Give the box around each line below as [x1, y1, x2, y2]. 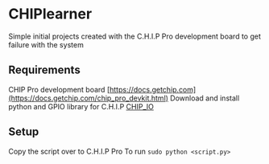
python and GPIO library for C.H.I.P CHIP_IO [8, 101, 155, 111]
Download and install [170, 93, 240, 103]
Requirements [8, 64, 81, 77]
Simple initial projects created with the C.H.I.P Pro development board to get [8, 31, 262, 41]
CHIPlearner [8, 5, 93, 23]
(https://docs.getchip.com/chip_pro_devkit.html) [8, 93, 169, 103]
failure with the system [8, 39, 85, 49]
